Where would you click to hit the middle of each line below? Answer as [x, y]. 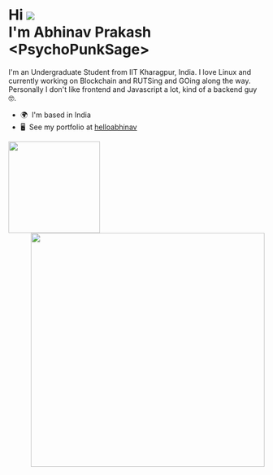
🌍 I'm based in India [56, 115]
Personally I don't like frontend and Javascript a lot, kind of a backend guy [133, 89]
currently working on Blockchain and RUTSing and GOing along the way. [130, 81]
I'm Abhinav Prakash [80, 32]
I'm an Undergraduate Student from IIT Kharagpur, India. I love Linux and [130, 72]
